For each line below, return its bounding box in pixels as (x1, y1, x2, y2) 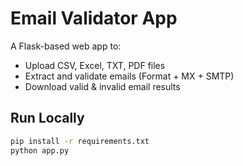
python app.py (10, 145, 70, 156)
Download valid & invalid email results (24, 80, 181, 92)
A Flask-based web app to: (10, 40, 122, 52)
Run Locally (10, 110, 85, 127)
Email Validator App (10, 7, 178, 30)
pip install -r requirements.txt (10, 136, 150, 146)
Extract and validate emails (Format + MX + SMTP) (24, 70, 235, 82)
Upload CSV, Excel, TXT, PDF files (24, 59, 166, 71)
